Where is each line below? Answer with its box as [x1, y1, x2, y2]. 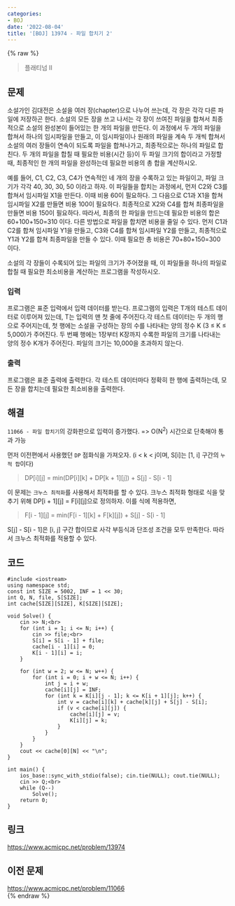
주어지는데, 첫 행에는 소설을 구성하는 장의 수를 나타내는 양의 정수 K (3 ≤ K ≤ [20, 321, 227, 330]
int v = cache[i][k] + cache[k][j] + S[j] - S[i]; [57, 698, 208, 705]
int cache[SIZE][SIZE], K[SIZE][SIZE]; [7, 600, 124, 607]
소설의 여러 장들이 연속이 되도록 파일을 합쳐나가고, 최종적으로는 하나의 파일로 [7, 141, 217, 149]
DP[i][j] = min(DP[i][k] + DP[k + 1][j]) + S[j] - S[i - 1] [24, 474, 173, 482]
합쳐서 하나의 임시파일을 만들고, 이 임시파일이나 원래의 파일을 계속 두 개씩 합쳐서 [7, 133, 226, 141]
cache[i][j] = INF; [44, 686, 101, 693]
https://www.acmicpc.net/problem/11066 [7, 884, 125, 892]
